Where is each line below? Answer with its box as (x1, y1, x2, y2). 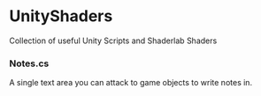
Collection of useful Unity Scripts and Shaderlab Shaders (9, 35, 218, 46)
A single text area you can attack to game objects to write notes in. (9, 78, 253, 88)
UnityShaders (9, 6, 113, 26)
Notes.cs (9, 57, 50, 70)
